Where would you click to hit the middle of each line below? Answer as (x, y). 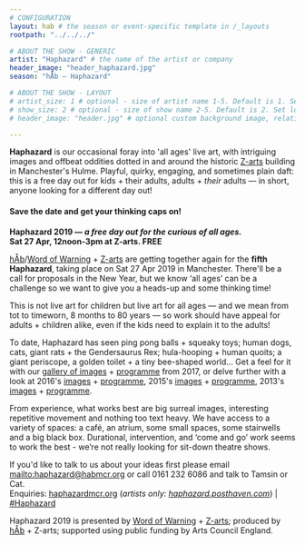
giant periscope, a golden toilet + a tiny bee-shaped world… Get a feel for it (150, 362)
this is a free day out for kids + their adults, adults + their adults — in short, (149, 181)
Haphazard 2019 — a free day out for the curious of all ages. (126, 232)
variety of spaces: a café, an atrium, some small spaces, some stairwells (145, 427)
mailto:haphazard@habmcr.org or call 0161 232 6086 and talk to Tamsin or (149, 474)
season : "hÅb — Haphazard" (60, 77)
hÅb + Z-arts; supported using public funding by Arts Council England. (142, 530)
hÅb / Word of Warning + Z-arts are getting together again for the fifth (138, 259)
